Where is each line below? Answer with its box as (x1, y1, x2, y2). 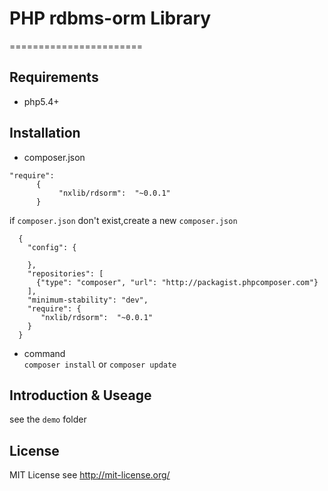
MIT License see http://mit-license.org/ (9, 469, 171, 481)
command (23, 347, 66, 359)
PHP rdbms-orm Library (9, 7, 212, 30)
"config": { (27, 242, 77, 252)
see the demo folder (9, 413, 87, 426)
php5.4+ (23, 95, 60, 107)
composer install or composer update (23, 358, 177, 370)
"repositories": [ (27, 268, 104, 279)
